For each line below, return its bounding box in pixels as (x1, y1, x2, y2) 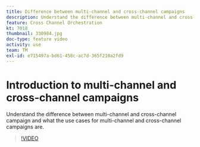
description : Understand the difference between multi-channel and (6, 14, 177, 20)
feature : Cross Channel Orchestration (6, 20, 102, 25)
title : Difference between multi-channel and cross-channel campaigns (6, 8, 185, 15)
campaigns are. (6, 123, 45, 130)
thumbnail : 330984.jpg (6, 31, 62, 37)
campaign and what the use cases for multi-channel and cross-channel (6, 117, 182, 124)
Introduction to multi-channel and (6, 78, 177, 92)
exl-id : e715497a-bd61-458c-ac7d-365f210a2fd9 (6, 53, 124, 59)
